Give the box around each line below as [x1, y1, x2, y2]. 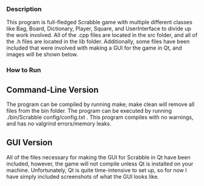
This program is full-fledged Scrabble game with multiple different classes [6, 19, 193, 26]
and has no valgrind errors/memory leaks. [6, 120, 111, 127]
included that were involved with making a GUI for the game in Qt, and [6, 44, 183, 51]
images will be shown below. [6, 51, 79, 58]
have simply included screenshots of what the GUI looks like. [6, 173, 160, 180]
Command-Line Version [6, 84, 99, 95]
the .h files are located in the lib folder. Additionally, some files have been [6, 38, 190, 45]
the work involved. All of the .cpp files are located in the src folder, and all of [6, 32, 198, 39]
